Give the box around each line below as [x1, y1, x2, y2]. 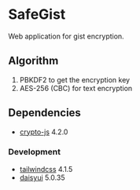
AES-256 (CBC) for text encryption [19, 83, 133, 93]
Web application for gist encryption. [8, 31, 124, 41]
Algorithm [8, 54, 59, 68]
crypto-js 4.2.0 [19, 127, 68, 137]
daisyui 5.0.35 [19, 173, 65, 182]
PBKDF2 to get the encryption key [19, 75, 131, 84]
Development [8, 147, 61, 158]
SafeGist [8, 5, 66, 24]
